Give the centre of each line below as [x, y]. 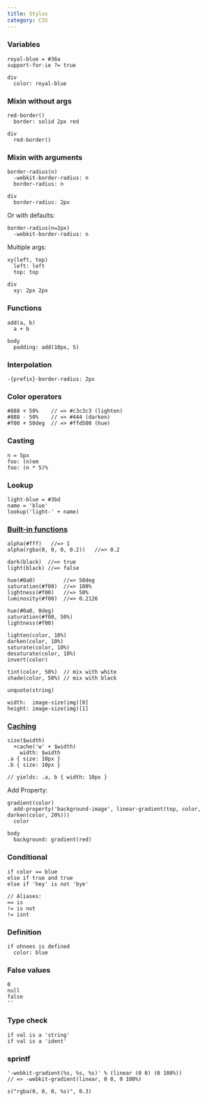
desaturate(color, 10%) [42, 654]
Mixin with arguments [45, 158]
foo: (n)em [23, 462]
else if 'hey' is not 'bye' [48, 884]
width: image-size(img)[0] [48, 703]
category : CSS [28, 20]
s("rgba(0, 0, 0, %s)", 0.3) [49, 1091]
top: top [26, 272]
